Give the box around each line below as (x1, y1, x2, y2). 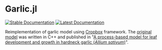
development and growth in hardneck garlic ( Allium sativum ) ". (5, 39, 129, 45)
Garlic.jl (5, 3, 37, 15)
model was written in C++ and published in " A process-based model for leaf (5, 34, 157, 40)
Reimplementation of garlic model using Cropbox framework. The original (5, 29, 152, 34)
